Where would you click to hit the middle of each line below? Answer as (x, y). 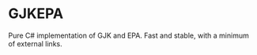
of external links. (35, 43)
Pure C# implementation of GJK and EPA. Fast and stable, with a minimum (128, 35)
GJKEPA (36, 14)
